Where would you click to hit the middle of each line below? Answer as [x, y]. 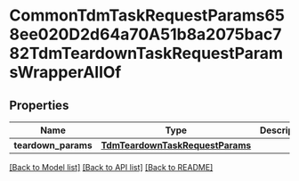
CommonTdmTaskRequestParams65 [147, 16]
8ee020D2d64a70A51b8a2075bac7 [145, 34]
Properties [39, 105]
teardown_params [53, 145]
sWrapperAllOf [65, 73]
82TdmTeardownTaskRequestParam [146, 53]
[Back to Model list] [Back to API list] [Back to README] [111, 167]
